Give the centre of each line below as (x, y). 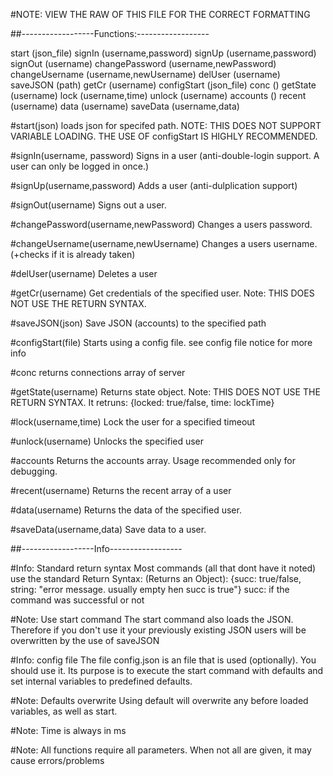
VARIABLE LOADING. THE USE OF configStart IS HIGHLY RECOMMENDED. (164, 136)
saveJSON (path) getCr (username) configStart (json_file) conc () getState (163, 85)
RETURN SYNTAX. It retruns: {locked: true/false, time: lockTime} (142, 402)
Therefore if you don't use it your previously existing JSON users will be (158, 630)
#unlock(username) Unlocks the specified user (107, 441)
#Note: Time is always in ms (68, 730)
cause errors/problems (57, 760)
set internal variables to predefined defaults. (101, 681)
